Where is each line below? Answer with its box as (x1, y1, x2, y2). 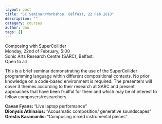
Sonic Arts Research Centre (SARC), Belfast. (5, 53, 94, 59)
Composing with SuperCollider (5, 43, 67, 49)
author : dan (5, 25, 29, 30)
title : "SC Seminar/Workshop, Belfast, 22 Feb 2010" (5, 12, 114, 17)
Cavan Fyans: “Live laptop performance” (5, 103, 87, 109)
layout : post (5, 7, 32, 12)
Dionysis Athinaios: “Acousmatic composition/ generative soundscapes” (5, 108, 152, 114)
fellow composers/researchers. (5, 94, 68, 100)
